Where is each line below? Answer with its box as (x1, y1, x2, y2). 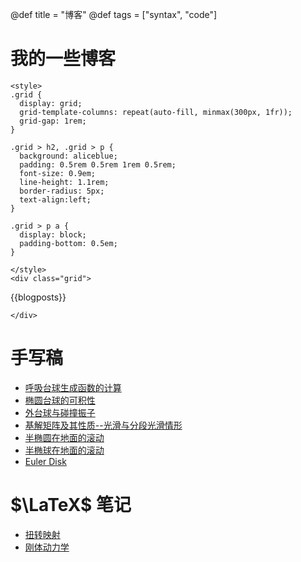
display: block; (19, 229, 87, 240)
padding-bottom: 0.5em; (19, 238, 118, 248)
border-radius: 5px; (19, 186, 105, 196)
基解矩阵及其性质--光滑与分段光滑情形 (24, 419, 183, 431)
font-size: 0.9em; (19, 168, 97, 178)
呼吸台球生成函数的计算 (24, 381, 122, 393)
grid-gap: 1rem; (19, 116, 87, 126)
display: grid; (19, 98, 83, 108)
